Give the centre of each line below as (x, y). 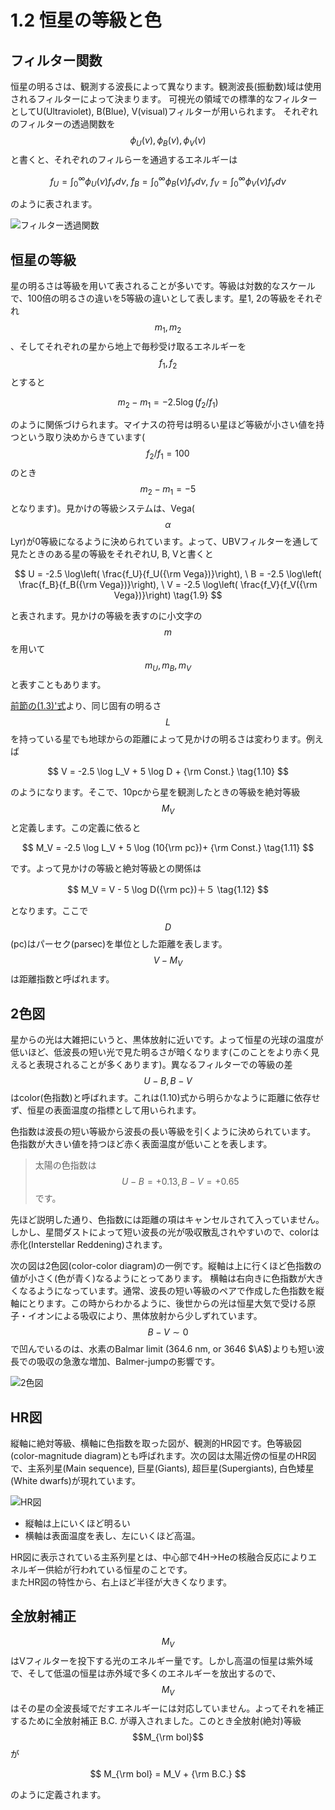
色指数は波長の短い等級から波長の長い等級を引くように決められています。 (163, 1132)
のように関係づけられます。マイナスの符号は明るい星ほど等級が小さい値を (163, 425)
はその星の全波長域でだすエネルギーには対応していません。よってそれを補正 (167, 1708)
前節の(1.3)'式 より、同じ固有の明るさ (86, 705)
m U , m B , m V (168, 666)
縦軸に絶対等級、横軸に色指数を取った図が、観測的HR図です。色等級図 (156, 1443)
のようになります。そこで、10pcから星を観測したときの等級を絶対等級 (155, 792)
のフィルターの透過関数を (63, 124)
